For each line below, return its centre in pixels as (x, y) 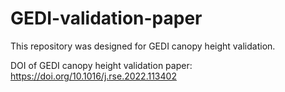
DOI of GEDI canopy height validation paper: (101, 65)
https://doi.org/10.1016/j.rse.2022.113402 (93, 76)
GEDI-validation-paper (106, 18)
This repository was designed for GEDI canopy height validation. (143, 46)
